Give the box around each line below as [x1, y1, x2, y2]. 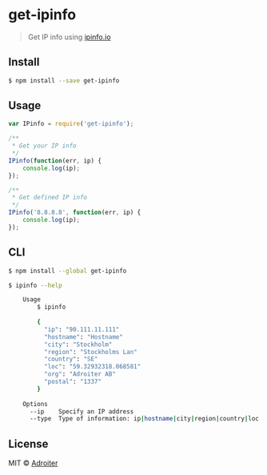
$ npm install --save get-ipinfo [8, 76, 120, 85]
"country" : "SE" [43, 355, 98, 364]
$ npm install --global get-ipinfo [8, 267, 127, 275]
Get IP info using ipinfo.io [27, 32, 111, 42]
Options [22, 400, 48, 408]
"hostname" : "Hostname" [43, 332, 124, 341]
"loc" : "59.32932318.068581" [43, 363, 141, 371]
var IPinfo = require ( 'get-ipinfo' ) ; [8, 120, 134, 128]
